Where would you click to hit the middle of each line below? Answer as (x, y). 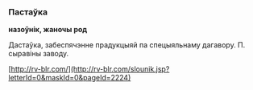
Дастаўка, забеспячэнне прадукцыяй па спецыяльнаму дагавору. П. (127, 45)
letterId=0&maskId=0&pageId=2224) (70, 78)
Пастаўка (28, 12)
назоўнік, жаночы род (48, 30)
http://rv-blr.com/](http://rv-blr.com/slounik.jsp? (90, 69)
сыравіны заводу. (39, 54)
